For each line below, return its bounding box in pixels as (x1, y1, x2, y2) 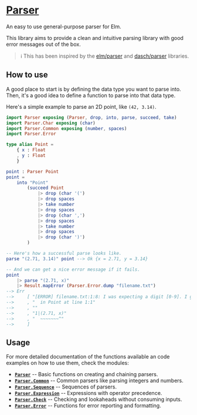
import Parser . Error (6, 131, 57, 137)
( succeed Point (27, 185, 64, 191)
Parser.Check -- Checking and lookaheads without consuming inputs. (14, 396, 182, 403)
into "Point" (16, 180, 49, 185)
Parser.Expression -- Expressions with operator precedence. (14, 390, 162, 397)
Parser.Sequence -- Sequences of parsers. (14, 383, 117, 390)
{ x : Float (16, 147, 46, 153)
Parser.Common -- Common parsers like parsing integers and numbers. (14, 377, 184, 384)
